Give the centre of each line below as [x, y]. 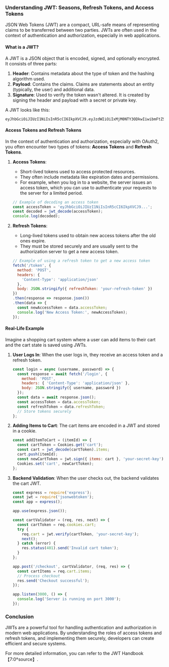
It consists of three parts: [31, 63]
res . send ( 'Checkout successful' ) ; [53, 580]
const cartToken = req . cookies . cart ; [57, 525]
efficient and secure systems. [36, 644]
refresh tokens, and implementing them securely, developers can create [80, 638]
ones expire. [33, 241]
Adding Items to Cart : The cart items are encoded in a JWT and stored [86, 426]
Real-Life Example [25, 328]
